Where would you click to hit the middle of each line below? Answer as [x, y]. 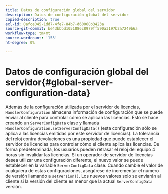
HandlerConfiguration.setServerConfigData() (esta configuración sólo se [81, 128]
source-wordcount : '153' [31, 38]
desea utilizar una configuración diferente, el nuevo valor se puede [74, 160]
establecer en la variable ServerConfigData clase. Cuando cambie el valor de [84, 165]
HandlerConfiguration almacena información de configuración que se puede [84, 112]
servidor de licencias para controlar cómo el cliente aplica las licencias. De [82, 144]
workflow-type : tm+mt [28, 33]
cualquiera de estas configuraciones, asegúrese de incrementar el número [82, 170]
